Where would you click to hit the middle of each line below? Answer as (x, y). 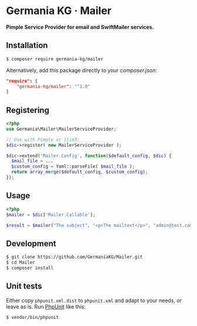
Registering (28, 110)
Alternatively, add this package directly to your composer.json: (81, 70)
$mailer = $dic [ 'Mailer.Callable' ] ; (51, 215)
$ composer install (30, 268)
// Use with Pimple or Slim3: (43, 140)
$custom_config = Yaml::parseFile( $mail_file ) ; (73, 167)
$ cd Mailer (21, 263)
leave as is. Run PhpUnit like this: (46, 307)
